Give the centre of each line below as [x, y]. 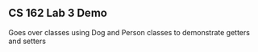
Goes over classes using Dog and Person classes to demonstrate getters [129, 32]
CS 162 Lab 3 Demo [58, 13]
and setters [27, 41]
